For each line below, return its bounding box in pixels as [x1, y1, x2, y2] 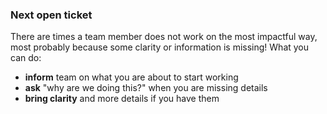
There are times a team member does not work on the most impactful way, [10, 31, 318, 43]
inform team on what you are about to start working [24, 71, 239, 83]
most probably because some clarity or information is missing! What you [10, 41, 310, 53]
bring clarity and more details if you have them [24, 93, 220, 105]
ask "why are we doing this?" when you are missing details [24, 82, 268, 94]
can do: [10, 52, 42, 64]
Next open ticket [10, 8, 93, 22]
